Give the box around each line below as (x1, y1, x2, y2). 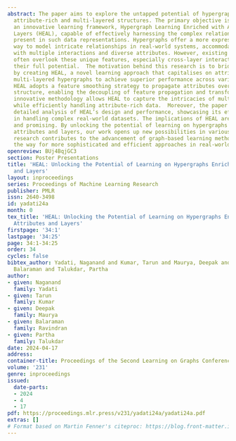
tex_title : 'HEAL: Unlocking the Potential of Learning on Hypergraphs (7, 213, 221, 220)
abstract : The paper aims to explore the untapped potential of (7, 10, 199, 18)
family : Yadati (13, 285, 58, 292)
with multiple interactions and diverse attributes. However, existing (13, 50, 228, 57)
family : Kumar (13, 299, 55, 306)
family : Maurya (13, 311, 58, 319)
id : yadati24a (7, 200, 49, 208)
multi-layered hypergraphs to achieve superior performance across (13, 75, 216, 83)
